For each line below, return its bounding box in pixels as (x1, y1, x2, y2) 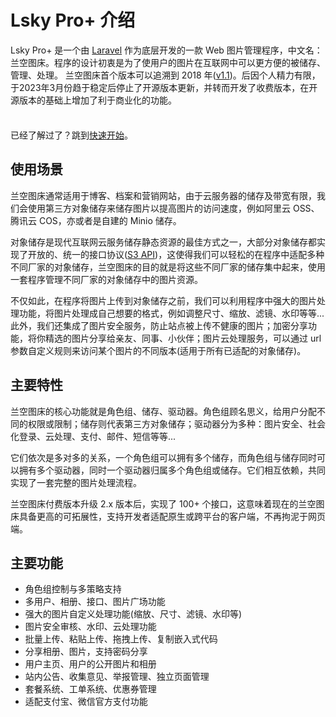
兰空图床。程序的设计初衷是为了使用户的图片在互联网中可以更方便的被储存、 (10, 56, 326, 68)
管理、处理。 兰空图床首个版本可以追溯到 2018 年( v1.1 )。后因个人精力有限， (10, 69, 321, 81)
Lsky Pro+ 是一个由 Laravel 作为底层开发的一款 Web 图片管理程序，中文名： (10, 44, 323, 56)
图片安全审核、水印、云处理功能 (24, 621, 157, 633)
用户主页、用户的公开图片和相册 (24, 658, 157, 670)
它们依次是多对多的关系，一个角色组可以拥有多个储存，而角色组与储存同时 (10, 451, 317, 463)
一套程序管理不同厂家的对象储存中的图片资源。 (10, 273, 203, 285)
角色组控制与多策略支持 (24, 583, 122, 595)
